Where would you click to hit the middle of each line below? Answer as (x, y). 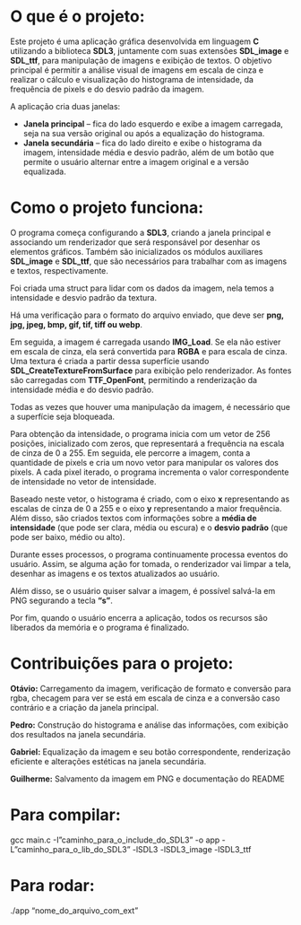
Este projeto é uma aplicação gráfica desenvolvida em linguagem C (134, 41)
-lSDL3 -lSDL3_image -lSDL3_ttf (192, 849)
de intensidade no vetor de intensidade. (83, 481)
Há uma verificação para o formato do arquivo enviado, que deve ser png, (147, 315)
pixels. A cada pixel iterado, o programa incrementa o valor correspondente (150, 472)
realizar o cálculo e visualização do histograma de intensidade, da (132, 79)
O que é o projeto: (78, 17)
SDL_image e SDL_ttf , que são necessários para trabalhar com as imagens (149, 261)
